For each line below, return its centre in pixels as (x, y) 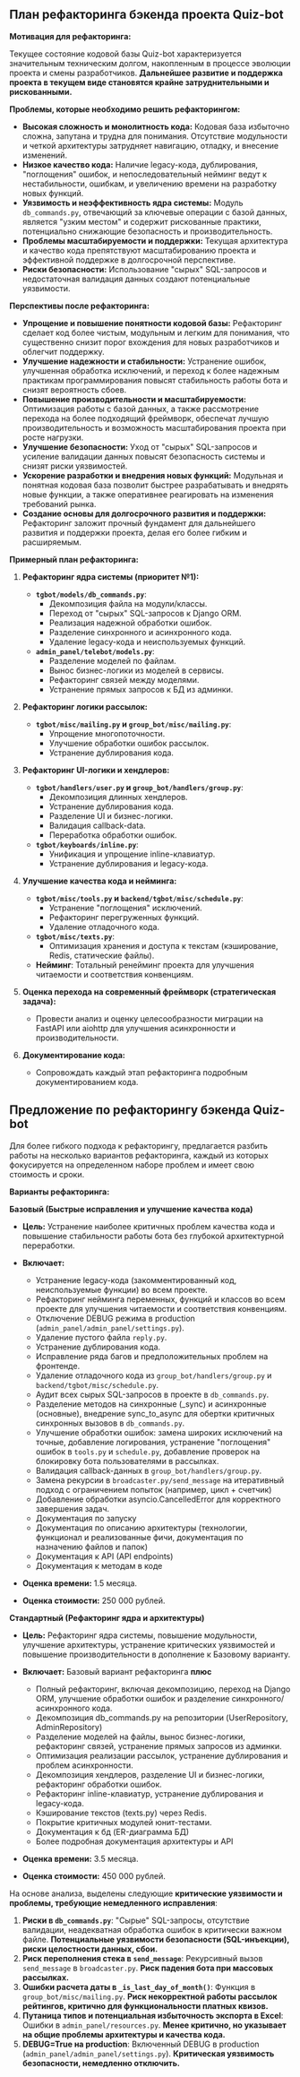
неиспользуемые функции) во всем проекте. (121, 1289)
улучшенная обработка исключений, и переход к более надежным (151, 370)
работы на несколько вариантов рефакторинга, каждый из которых (139, 1155)
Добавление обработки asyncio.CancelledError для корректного (158, 1499)
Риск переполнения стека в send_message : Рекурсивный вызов (142, 1958)
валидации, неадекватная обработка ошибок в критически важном (152, 1929)
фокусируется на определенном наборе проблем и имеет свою (132, 1165)
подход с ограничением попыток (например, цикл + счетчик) (154, 1489)
